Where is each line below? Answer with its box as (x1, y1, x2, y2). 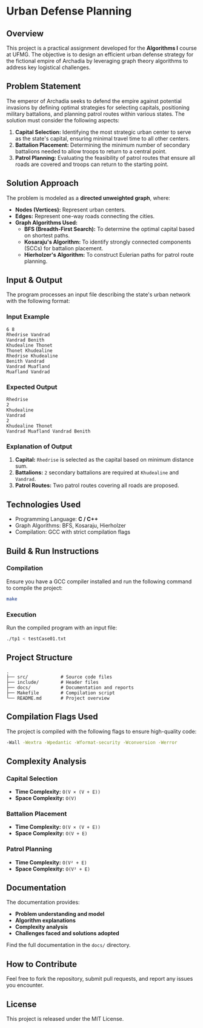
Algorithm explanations (15, 917, 76, 924)
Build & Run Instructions (6, 546, 99, 556)
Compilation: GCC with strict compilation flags (15, 528, 131, 536)
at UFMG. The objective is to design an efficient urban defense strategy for (6, 51, 194, 58)
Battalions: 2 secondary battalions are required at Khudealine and (15, 469, 179, 476)
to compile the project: (6, 584, 63, 591)
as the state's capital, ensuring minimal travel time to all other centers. (15, 134, 190, 142)
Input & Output (6, 275, 62, 285)
